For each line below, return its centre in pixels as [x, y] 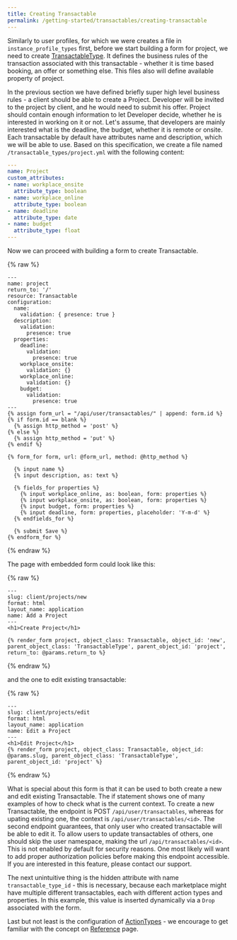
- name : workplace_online [45, 198]
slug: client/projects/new [47, 597]
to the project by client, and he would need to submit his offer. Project [109, 107]
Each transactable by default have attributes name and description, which [115, 137]
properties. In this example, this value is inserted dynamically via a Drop [111, 900]
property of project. [36, 78]
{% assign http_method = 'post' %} [66, 426]
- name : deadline [33, 211]
